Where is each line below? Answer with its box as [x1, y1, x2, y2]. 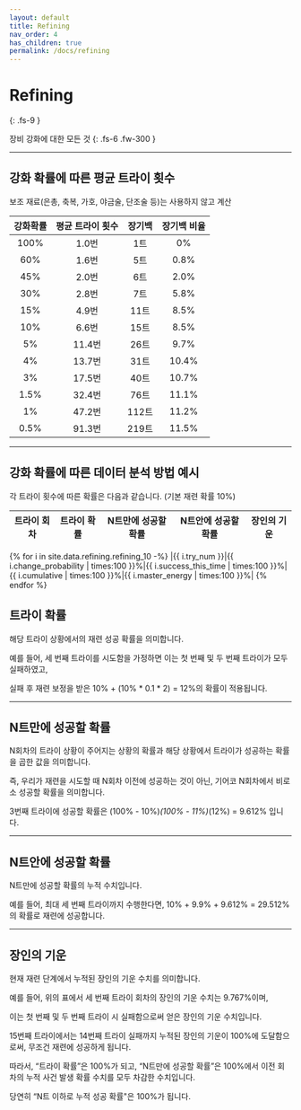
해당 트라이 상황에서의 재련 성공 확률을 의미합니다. [9, 633, 185, 644]
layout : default [9, 13, 70, 22]
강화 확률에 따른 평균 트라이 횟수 [9, 171, 176, 186]
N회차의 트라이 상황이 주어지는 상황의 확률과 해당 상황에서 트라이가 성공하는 [9, 745, 274, 756]
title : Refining [9, 22, 70, 31]
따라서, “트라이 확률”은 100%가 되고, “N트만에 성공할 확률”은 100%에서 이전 [9, 1061, 276, 1071]
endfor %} [9, 579, 47, 590]
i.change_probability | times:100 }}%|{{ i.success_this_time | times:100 [9, 560, 269, 571]
